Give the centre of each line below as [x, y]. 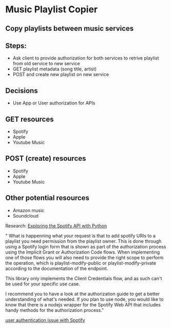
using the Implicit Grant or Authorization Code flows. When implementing [83, 252]
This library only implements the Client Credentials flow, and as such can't [84, 278]
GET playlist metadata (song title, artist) [54, 69]
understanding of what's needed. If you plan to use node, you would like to [84, 299]
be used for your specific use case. [43, 284]
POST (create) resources [46, 158]
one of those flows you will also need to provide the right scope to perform [84, 257]
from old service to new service [46, 64]
